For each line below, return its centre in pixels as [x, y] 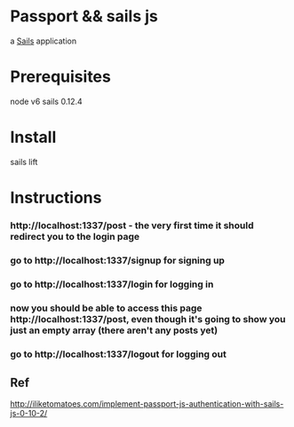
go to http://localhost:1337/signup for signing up [118, 260]
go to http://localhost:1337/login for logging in [112, 284]
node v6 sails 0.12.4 [46, 101]
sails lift [24, 162]
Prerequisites [61, 77]
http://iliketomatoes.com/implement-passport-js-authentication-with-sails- [147, 404]
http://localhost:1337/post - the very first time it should [132, 225]
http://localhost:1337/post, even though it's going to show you [148, 319]
